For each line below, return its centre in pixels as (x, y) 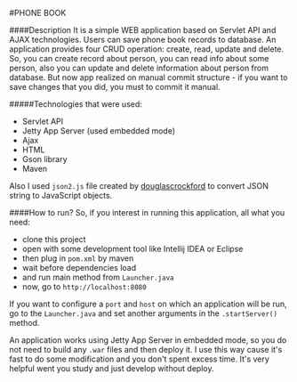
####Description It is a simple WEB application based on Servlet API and (143, 30)
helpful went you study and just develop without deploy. (112, 368)
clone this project (54, 239)
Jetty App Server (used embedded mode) (99, 131)
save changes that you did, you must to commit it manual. (115, 87)
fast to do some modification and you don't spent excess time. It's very (139, 359)
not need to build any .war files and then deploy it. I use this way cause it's (146, 349)
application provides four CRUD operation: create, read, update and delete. (147, 49)
